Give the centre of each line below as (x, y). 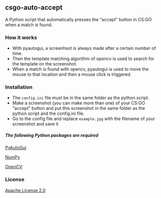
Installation (19, 87)
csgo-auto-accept (34, 8)
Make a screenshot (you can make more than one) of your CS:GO (79, 103)
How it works (21, 37)
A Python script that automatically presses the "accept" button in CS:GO (78, 19)
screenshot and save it (35, 124)
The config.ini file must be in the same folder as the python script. (80, 98)
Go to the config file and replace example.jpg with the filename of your (83, 119)
